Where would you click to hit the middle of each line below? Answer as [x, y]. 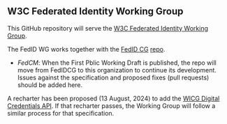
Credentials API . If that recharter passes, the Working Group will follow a [111, 106]
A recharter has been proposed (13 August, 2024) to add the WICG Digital [113, 98]
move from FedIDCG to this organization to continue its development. [117, 70]
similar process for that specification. [61, 113]
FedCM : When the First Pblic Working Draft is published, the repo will [117, 63]
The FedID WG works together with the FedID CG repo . [86, 49]
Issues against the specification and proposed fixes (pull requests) [113, 77]
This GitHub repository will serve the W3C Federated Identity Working [108, 28]
